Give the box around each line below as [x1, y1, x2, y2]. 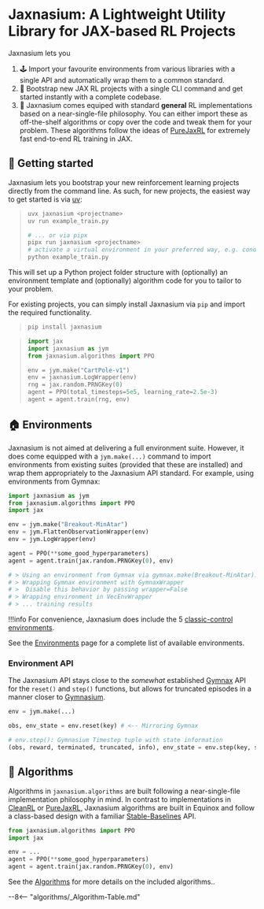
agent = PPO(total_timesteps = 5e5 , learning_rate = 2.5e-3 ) [27, 388, 218, 396]
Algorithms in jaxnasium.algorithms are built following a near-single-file [8, 786, 241, 796]
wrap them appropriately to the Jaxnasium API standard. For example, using [8, 468, 254, 477]
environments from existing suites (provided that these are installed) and [8, 459, 244, 469]
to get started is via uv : [8, 195, 82, 204]
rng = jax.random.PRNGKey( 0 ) [27, 380, 123, 389]
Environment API [8, 658, 74, 669]
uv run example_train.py [27, 217, 109, 225]
